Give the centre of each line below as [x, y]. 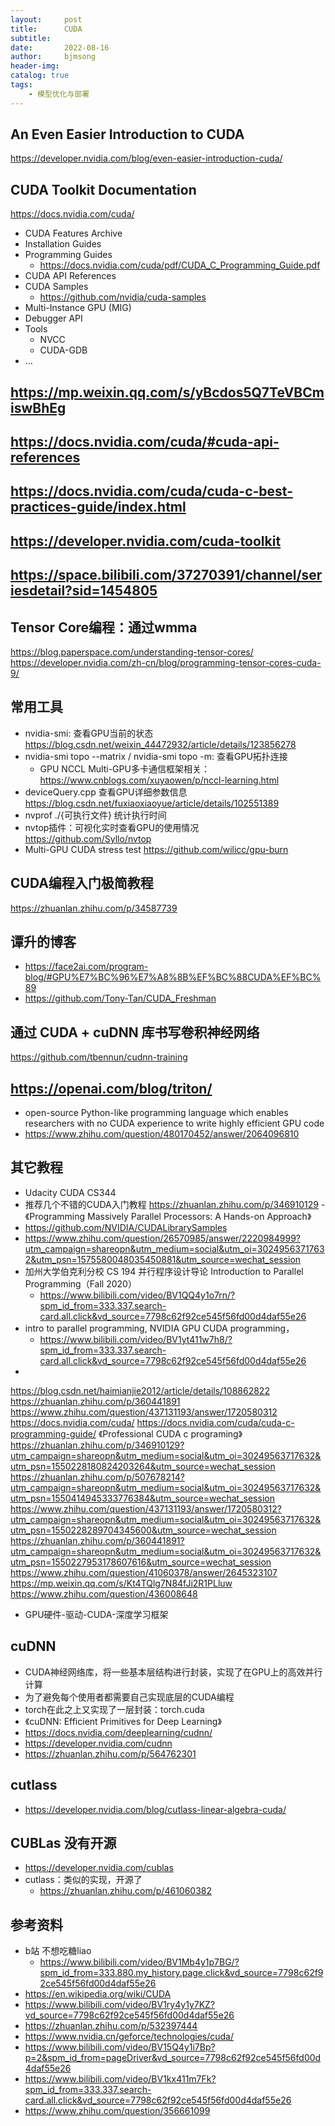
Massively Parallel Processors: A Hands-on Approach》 [199, 1216]
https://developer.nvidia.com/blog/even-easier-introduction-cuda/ [146, 158]
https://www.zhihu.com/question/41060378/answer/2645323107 [144, 1572]
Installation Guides [63, 244]
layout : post [46, 19]
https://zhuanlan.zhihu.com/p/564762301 [110, 1753]
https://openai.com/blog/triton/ [111, 1088]
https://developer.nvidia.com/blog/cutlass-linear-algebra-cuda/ [155, 1809]
